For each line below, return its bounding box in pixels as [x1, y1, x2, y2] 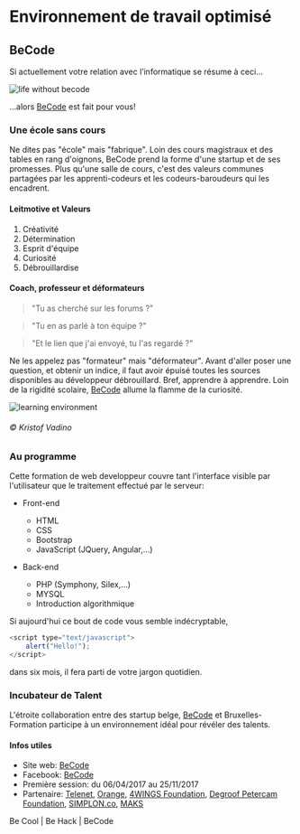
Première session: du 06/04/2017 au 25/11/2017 [22, 779, 199, 790]
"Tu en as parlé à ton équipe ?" [31, 320, 147, 331]
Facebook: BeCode [22, 770, 95, 781]
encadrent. [9, 183, 50, 193]
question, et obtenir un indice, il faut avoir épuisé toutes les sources [9, 364, 261, 376]
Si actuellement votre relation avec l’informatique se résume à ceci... [9, 66, 264, 77]
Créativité [22, 223, 59, 234]
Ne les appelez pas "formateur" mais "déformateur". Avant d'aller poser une [9, 355, 292, 366]
